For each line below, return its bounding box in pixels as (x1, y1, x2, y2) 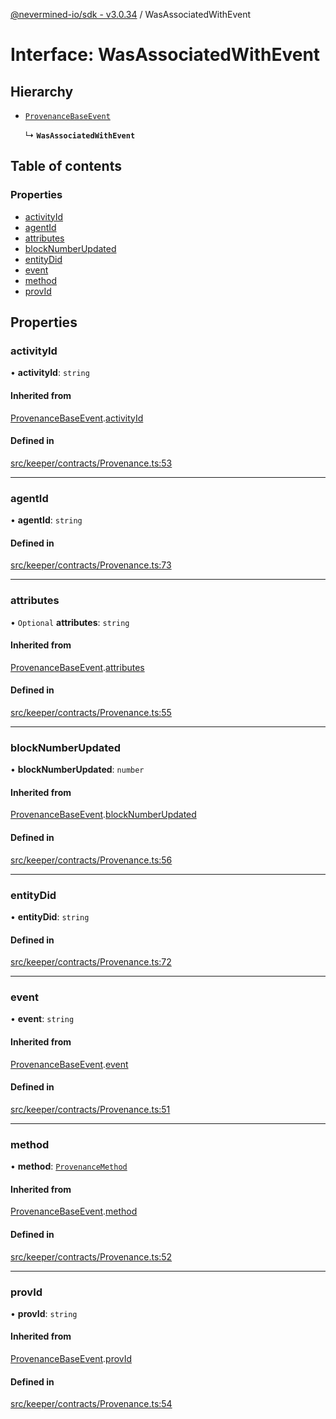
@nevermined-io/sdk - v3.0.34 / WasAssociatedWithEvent (10, 9, 252, 20)
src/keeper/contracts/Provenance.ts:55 (10, 706, 172, 718)
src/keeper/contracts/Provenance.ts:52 (10, 1250, 173, 1263)
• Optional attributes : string (10, 616, 130, 628)
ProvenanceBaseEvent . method (10, 1205, 138, 1218)
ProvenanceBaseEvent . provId (10, 1353, 133, 1365)
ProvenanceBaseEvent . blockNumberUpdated (10, 809, 197, 821)
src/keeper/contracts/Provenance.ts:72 (10, 956, 172, 968)
